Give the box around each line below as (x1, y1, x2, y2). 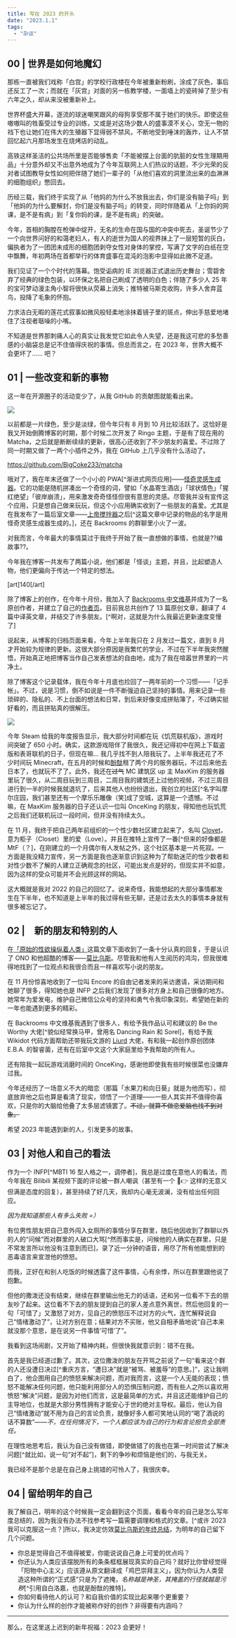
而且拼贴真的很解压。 (31, 704, 93, 712)
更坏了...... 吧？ (13, 349, 58, 358)
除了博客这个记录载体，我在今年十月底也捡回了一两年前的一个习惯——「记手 (7, 677, 229, 685)
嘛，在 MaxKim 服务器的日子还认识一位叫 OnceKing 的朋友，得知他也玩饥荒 (7, 802, 227, 811)
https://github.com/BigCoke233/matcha (7, 460, 123, 468)
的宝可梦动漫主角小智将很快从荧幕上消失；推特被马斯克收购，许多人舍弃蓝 (7, 284, 223, 292)
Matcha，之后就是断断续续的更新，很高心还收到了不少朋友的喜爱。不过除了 (7, 437, 226, 446)
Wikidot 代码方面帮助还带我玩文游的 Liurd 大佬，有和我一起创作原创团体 (7, 1036, 216, 1045)
